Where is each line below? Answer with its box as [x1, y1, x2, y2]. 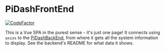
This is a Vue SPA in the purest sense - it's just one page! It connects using [5, 29, 160, 35]
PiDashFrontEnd [5, 3, 74, 15]
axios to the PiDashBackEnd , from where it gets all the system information [5, 35, 158, 41]
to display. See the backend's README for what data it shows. [5, 40, 134, 46]
